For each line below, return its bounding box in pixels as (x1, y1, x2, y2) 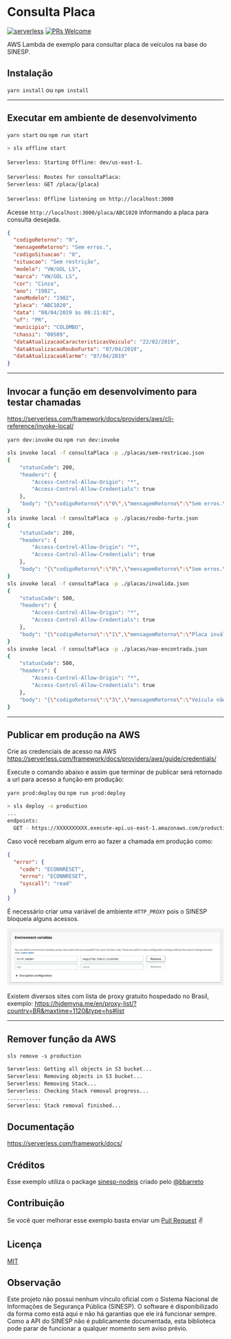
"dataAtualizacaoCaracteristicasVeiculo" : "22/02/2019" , (13, 338, 180, 345)
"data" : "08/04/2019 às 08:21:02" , (13, 309, 115, 317)
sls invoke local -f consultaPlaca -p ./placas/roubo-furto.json (7, 514, 198, 522)
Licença (7, 1238, 43, 1250)
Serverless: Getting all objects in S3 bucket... (7, 1066, 153, 1073)
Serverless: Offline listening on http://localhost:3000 (7, 196, 174, 202)
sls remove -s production (7, 1053, 81, 1060)
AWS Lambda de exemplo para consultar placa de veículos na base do (7, 40, 208, 48)
